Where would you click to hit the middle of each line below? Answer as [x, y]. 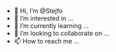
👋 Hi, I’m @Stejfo [38, 11]
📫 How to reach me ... [46, 41]
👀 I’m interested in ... [44, 18]
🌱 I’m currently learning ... [51, 26]
